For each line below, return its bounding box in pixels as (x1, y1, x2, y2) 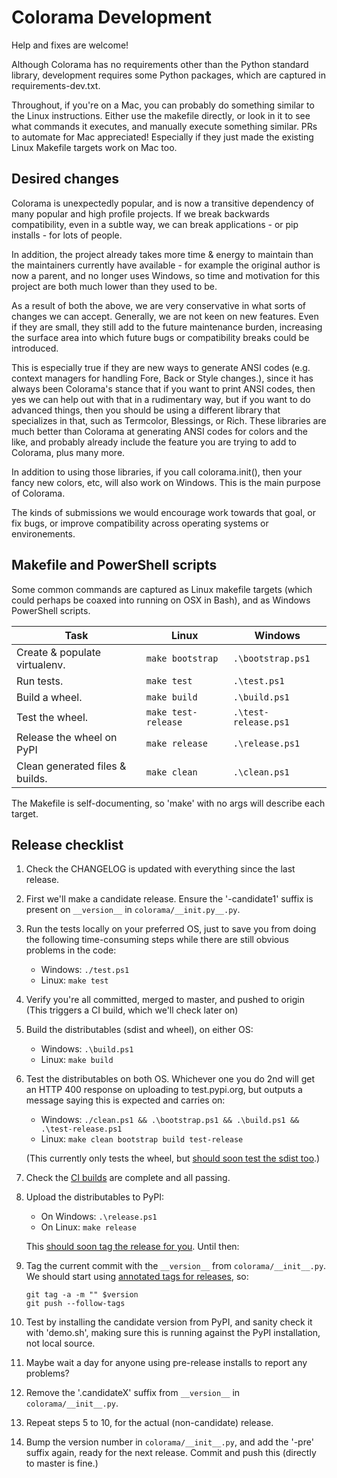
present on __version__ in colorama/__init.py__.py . (25, 904, 241, 916)
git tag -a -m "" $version (25, 1290, 139, 1300)
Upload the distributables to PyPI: (25, 1191, 164, 1203)
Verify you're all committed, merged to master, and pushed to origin (25, 994, 305, 1006)
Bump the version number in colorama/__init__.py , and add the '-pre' (25, 1436, 314, 1448)
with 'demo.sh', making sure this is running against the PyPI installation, (25, 1327, 321, 1339)
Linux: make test (40, 974, 109, 986)
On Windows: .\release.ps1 (40, 1211, 158, 1223)
